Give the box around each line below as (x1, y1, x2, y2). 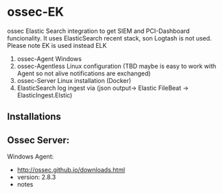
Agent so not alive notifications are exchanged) (16, 69, 151, 77)
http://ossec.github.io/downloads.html (16, 166, 126, 174)
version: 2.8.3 (16, 173, 56, 182)
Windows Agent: (7, 152, 54, 161)
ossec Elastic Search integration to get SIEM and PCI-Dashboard (7, 27, 190, 35)
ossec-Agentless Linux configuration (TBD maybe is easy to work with (16, 62, 217, 70)
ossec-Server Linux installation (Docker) (16, 76, 132, 84)
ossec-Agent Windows (16, 54, 82, 62)
